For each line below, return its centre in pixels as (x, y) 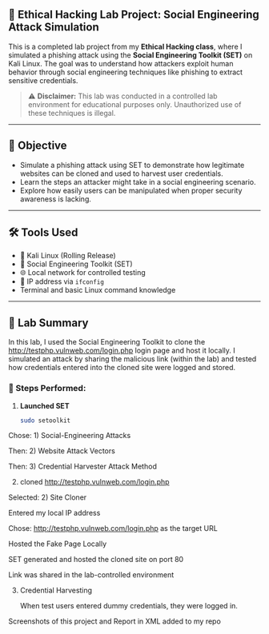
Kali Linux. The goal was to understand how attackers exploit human (121, 63)
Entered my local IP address (54, 513)
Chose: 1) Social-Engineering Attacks (70, 436)
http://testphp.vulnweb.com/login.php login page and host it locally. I (122, 351)
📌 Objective (38, 146)
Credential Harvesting (56, 590)
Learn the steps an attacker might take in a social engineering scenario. (138, 181)
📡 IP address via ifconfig (62, 281)
